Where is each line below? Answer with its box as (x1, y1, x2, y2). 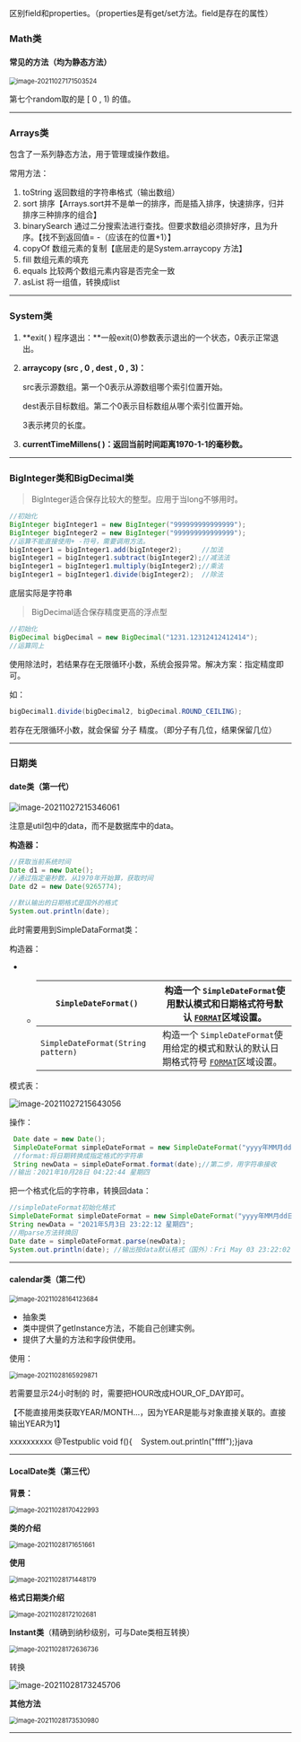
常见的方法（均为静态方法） (9, 57, 112, 67)
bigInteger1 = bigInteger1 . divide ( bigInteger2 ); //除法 (9, 570, 224, 579)
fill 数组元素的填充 (21, 254, 90, 265)
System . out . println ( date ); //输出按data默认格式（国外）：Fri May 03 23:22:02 (9, 1245, 291, 1254)
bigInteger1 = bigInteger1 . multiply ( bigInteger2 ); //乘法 (9, 562, 224, 571)
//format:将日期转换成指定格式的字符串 (13, 1151, 143, 1160)
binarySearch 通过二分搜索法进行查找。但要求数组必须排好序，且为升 (21, 221, 279, 232)
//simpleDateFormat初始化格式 (9, 1203, 116, 1212)
